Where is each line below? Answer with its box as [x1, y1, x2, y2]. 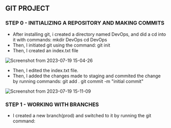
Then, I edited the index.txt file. [12, 67, 79, 73]
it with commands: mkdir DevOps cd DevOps [12, 36, 107, 42]
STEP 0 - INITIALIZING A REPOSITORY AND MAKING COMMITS [5, 19, 165, 27]
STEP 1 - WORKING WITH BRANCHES [5, 101, 100, 108]
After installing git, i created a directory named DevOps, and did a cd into [12, 31, 166, 37]
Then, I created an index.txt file [12, 47, 79, 53]
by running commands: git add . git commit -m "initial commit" [12, 78, 144, 84]
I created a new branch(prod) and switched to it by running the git [12, 112, 152, 118]
